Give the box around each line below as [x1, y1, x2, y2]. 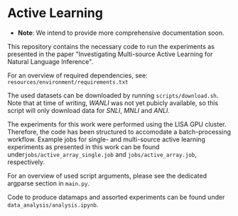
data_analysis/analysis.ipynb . [7, 200, 99, 209]
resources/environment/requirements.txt [7, 78, 129, 86]
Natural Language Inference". [7, 57, 94, 65]
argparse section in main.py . [7, 179, 90, 188]
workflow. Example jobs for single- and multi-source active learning [7, 135, 206, 144]
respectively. [7, 158, 45, 166]
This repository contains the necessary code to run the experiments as [7, 42, 215, 50]
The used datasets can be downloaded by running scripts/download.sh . [7, 91, 219, 99]
